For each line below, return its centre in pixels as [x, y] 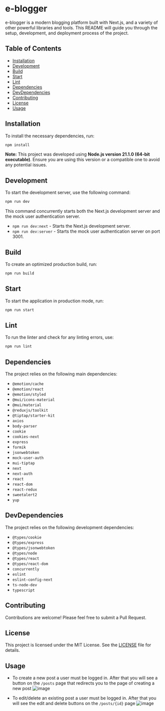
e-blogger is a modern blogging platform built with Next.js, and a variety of [82, 22]
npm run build [20, 273]
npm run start [20, 310]
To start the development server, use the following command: [68, 192]
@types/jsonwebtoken [33, 548]
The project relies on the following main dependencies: [61, 374]
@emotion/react [28, 389]
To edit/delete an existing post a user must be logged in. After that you [84, 698]
